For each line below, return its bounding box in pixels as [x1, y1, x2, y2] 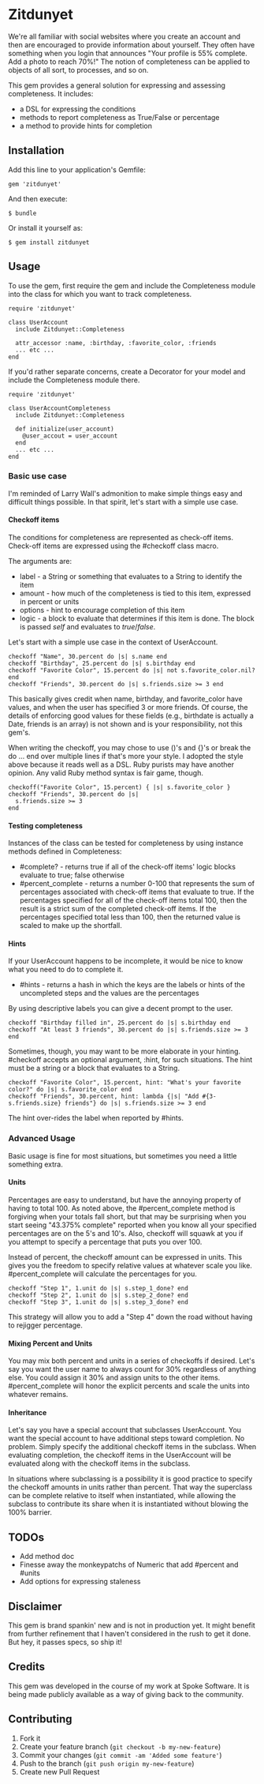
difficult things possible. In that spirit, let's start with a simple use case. [8, 497, 239, 506]
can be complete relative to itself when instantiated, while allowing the [8, 1491, 236, 1500]
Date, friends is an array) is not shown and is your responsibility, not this [8, 719, 243, 729]
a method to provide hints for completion [19, 121, 152, 130]
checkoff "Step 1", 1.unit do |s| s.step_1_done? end [8, 1284, 189, 1292]
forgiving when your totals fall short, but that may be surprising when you [8, 1211, 247, 1221]
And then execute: [8, 193, 68, 203]
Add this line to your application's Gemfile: [8, 164, 146, 175]
